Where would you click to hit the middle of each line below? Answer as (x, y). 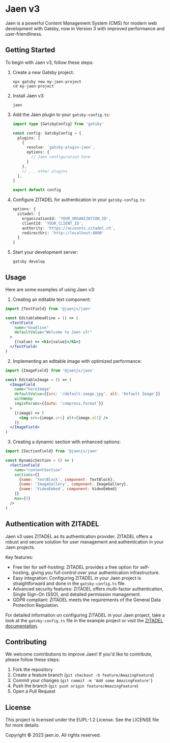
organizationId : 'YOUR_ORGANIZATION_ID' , (66, 218)
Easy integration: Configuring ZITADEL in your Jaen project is (77, 578)
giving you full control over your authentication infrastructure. (95, 572)
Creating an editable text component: (52, 299)
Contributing (26, 642)
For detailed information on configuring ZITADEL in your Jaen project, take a (85, 615)
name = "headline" (32, 327)
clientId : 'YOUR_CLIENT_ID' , (53, 223)
